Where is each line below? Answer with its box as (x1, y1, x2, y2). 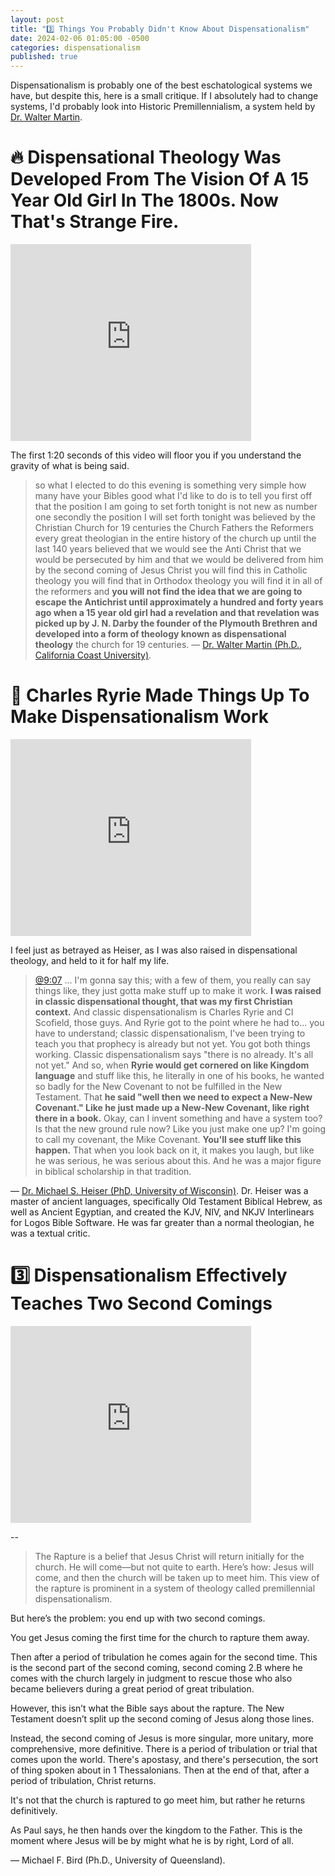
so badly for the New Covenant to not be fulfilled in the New (34, 1081, 283, 1092)
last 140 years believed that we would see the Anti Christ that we (34, 543, 302, 555)
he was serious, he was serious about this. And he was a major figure (34, 1155, 322, 1166)
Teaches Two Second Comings (10, 1292, 273, 1315)
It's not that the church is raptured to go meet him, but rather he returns (10, 1794, 306, 1806)
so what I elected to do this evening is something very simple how (34, 479, 307, 491)
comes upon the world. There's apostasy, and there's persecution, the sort (10, 1753, 319, 1765)
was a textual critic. (10, 1227, 91, 1239)
